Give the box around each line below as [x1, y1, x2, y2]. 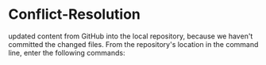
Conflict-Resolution [8, 5, 141, 23]
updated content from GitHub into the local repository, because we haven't [8, 31, 253, 41]
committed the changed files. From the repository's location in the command [8, 39, 259, 49]
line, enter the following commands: [8, 48, 125, 57]
